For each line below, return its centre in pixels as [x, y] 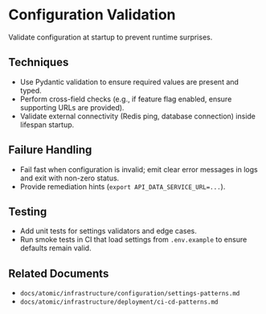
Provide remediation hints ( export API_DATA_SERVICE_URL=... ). [123, 186]
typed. [31, 90]
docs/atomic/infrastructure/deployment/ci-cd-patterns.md [119, 302]
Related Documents [59, 273]
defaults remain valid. [55, 248]
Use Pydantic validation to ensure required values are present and [129, 81]
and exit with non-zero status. [70, 178]
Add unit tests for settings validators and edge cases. [108, 231]
